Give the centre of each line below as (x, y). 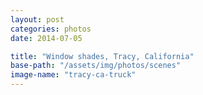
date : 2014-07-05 (46, 38)
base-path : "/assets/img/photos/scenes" (96, 66)
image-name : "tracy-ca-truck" (73, 75)
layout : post (37, 19)
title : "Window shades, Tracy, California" (102, 56)
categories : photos (51, 29)
